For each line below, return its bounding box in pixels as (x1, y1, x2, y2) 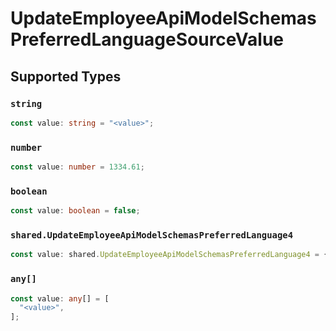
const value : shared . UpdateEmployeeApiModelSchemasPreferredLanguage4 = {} (10, 250, 333, 260)
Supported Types (10, 68, 122, 85)
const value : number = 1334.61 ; (10, 162, 145, 172)
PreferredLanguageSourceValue (10, 28, 284, 51)
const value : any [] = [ (10, 293, 110, 304)
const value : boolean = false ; (10, 206, 141, 216)
